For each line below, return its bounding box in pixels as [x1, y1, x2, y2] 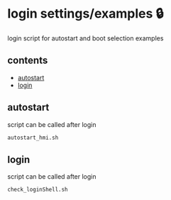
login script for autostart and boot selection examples [7, 33, 164, 43]
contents [7, 55, 48, 67]
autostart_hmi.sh [7, 134, 59, 141]
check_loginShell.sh [7, 186, 69, 194]
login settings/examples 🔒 [7, 6, 164, 22]
